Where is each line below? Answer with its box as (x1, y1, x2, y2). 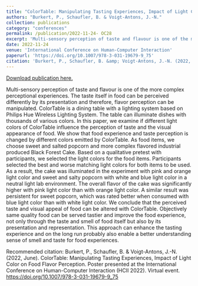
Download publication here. (6, 74, 73, 82)
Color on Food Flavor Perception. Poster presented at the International (6, 261, 177, 268)
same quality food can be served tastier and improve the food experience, (6, 211, 186, 219)
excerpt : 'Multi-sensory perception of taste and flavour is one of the (6, 36, 189, 42)
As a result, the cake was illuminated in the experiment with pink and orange (6, 167, 192, 174)
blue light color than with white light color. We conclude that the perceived (6, 199, 187, 206)
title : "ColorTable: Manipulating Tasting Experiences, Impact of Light (6, 8, 189, 15)
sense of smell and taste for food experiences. (6, 236, 119, 243)
